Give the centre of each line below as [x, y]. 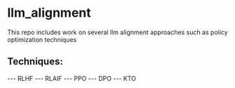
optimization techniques [42, 39]
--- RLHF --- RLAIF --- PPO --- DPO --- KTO [72, 78]
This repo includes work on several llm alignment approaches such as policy [117, 32]
